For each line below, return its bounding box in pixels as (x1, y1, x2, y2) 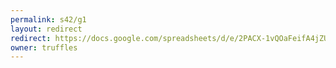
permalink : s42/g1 (10, 14, 87, 25)
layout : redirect (10, 24, 83, 34)
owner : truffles (10, 42, 78, 53)
